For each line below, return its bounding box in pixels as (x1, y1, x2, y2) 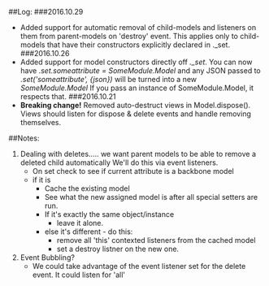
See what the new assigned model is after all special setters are (44, 193, 258, 201)
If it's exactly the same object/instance (44, 210, 175, 219)
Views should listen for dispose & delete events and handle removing (20, 109, 252, 119)
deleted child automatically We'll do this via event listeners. (20, 158, 219, 167)
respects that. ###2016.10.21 (20, 92, 116, 101)
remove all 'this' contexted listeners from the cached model (56, 236, 256, 245)
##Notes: (8, 133, 40, 143)
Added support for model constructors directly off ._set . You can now (20, 57, 253, 67)
